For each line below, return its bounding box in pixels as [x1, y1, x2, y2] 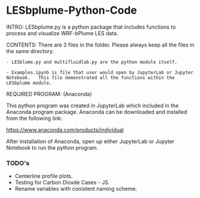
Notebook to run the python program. [6, 144, 99, 151]
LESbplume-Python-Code [6, 4, 137, 17]
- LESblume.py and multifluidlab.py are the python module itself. [6, 59, 178, 65]
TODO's [6, 159, 30, 167]
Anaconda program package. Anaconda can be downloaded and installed [6, 108, 187, 115]
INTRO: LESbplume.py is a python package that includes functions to [6, 23, 176, 30]
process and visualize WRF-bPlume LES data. [6, 29, 119, 36]
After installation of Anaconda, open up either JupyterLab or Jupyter [6, 138, 175, 145]
